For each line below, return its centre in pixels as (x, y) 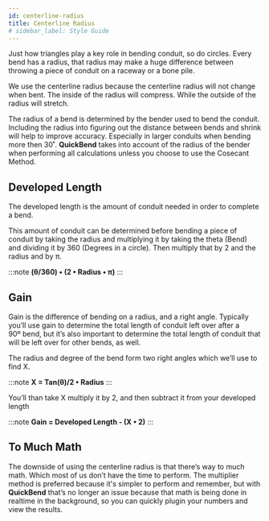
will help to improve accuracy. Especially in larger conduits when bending (130, 136)
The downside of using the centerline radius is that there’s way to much (126, 466)
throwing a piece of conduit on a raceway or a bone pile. (102, 71)
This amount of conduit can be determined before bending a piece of (123, 231)
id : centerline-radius (46, 16)
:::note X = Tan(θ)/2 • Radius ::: (60, 382)
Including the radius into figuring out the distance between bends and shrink (135, 128)
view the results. (35, 509)
